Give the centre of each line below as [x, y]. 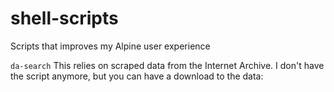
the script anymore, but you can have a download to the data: [137, 76]
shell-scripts [64, 18]
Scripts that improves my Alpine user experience [110, 46]
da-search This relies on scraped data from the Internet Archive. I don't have [167, 65]
